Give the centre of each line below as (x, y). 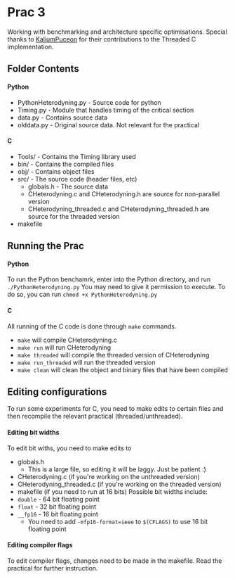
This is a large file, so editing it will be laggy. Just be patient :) (117, 469)
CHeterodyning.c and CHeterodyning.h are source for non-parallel (124, 193)
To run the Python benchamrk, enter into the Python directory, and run (109, 279)
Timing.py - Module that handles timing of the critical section (106, 110)
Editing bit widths (33, 432)
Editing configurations (57, 392)
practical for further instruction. (53, 568)
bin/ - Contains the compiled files (66, 164)
